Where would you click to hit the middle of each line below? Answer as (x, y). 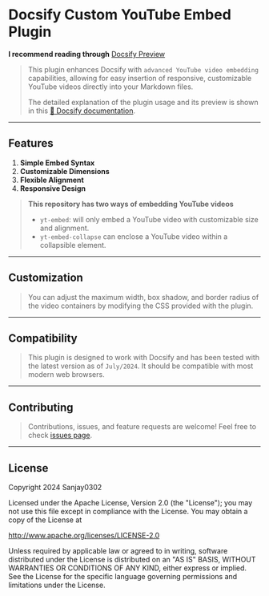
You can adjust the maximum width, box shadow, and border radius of (143, 297)
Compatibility (43, 338)
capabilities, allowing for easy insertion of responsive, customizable (140, 78)
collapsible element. (73, 245)
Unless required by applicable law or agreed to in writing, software (118, 551)
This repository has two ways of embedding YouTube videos (130, 204)
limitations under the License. (57, 585)
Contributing (41, 407)
